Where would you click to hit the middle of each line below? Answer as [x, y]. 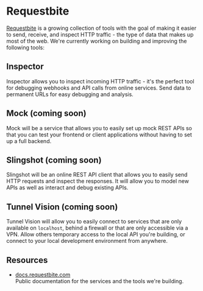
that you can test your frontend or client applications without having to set [99, 135]
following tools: [25, 47]
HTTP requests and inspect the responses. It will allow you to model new [98, 181]
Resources [27, 260]
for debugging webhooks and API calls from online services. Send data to [99, 88]
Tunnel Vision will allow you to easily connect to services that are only [94, 222]
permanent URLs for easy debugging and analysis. [70, 94]
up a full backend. [29, 141]
